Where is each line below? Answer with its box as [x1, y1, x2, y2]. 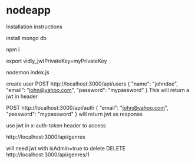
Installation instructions [6, 23, 63, 30]
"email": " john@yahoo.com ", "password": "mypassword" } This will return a [6, 86, 190, 93]
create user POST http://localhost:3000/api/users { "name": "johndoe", [6, 80, 179, 87]
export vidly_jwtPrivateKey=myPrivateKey [6, 57, 107, 64]
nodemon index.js [6, 68, 49, 76]
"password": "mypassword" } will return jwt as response [6, 110, 143, 117]
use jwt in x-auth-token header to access [6, 122, 106, 129]
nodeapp [6, 4, 51, 17]
